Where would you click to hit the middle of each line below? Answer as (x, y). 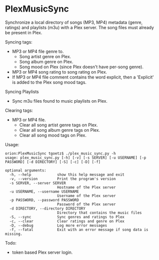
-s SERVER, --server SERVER (38, 183)
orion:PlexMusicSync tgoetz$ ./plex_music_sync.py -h (61, 153)
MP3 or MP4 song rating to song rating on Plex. (60, 72)
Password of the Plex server (87, 204)
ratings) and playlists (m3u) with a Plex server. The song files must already (79, 27)
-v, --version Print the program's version (63, 179)
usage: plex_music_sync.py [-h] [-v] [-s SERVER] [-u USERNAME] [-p (76, 158)
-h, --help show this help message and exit (67, 175)
